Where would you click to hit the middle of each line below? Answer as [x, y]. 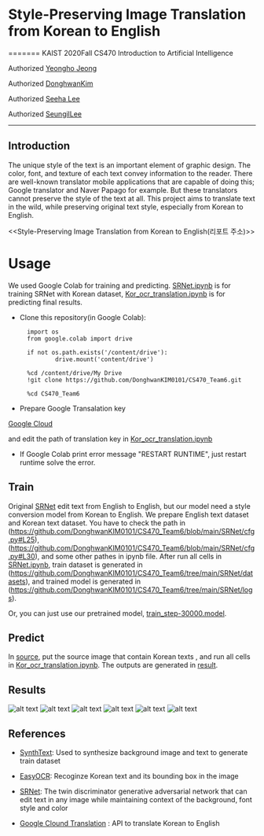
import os [43, 332]
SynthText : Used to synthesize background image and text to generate [134, 752]
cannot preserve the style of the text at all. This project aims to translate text [132, 198]
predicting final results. [45, 302]
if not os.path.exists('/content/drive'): [97, 352]
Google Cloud [31, 423]
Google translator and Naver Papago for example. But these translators [123, 190]
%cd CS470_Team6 [53, 394]
